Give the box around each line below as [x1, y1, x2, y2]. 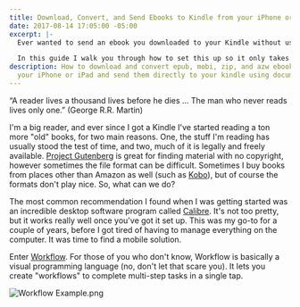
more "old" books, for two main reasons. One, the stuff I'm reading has [9, 131, 271, 142]
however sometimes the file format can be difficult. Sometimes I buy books [9, 160, 286, 170]
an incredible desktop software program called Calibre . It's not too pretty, [9, 205, 279, 216]
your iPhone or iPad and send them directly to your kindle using [17, 71, 270, 80]
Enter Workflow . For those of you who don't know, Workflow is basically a [9, 251, 279, 261]
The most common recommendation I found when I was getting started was [9, 195, 288, 206]
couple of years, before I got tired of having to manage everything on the [9, 224, 278, 235]
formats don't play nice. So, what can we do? [9, 178, 176, 189]
